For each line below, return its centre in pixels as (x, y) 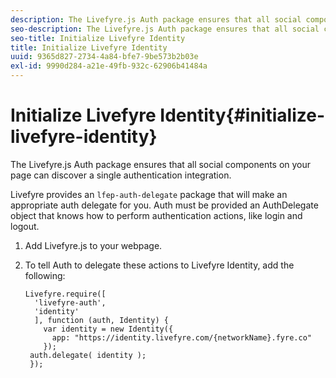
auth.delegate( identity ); (88, 355)
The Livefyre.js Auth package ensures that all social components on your (161, 164)
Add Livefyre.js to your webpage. (93, 245)
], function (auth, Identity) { (101, 320)
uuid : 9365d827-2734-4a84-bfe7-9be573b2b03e (104, 57)
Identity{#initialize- (242, 115)
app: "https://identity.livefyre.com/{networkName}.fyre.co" (181, 337)
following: (45, 275)
